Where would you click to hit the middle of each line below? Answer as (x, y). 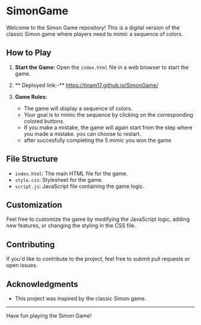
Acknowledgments (42, 284)
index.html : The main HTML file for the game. (71, 173)
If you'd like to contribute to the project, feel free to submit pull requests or (98, 259)
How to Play (29, 53)
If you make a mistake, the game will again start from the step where (108, 127)
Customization (34, 205)
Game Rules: (31, 96)
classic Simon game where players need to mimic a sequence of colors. (95, 34)
